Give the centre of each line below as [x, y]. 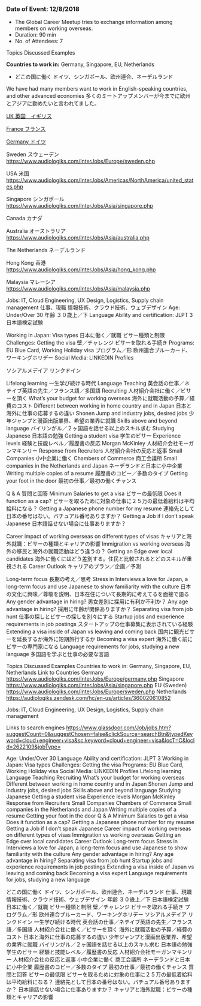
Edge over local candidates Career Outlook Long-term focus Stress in [92, 842]
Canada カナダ [25, 218]
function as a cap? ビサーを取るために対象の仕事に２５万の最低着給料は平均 [100, 501]
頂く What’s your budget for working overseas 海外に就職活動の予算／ [103, 399]
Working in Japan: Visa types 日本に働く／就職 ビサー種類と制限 [86, 336]
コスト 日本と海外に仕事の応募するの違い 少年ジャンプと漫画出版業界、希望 [99, 937]
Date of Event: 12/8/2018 [43, 9]
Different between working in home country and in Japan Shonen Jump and [100, 784]
